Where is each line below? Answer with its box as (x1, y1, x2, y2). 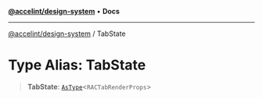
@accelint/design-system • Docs (8, 7, 120, 16)
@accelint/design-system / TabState (8, 29, 127, 38)
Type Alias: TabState (8, 56, 146, 74)
